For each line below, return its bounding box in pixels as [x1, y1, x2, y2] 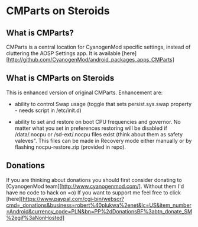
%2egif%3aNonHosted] [6, 214, 65, 221]
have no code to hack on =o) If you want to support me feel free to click [6, 188, 181, 196]
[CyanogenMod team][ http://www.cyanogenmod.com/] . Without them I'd [6, 183, 184, 190]
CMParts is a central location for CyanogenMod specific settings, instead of [6, 43, 191, 50]
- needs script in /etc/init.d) [14, 107, 82, 114]
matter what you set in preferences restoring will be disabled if [14, 124, 167, 132]
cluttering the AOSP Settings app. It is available [6, 50, 121, 57]
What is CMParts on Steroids [6, 73, 115, 84]
